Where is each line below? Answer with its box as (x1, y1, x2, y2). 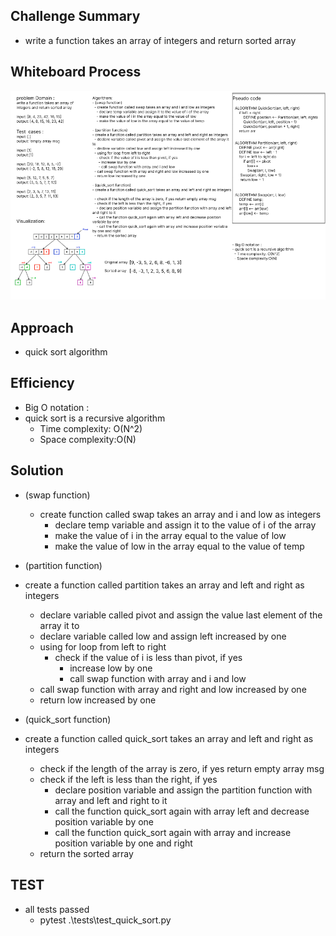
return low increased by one (39, 694, 157, 706)
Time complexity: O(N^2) (39, 422, 143, 434)
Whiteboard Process (10, 64, 142, 81)
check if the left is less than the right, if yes (39, 773, 218, 785)
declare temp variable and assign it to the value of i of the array (54, 519, 317, 531)
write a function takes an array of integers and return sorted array (24, 34, 297, 46)
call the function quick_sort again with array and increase (54, 826, 292, 838)
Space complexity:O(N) (39, 433, 137, 445)
